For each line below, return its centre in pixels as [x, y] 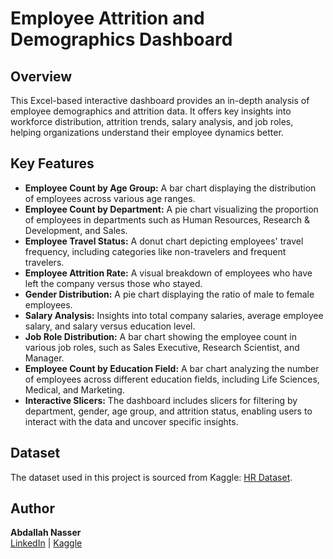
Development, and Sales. [76, 230]
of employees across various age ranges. [110, 198]
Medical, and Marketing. [74, 389]
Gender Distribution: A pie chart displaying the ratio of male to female [169, 294]
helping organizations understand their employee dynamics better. [147, 132]
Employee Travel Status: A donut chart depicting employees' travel [164, 241]
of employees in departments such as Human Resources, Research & [167, 219]
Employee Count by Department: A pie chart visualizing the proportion [171, 209]
